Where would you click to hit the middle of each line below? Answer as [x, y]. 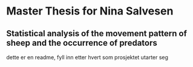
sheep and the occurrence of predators [82, 43]
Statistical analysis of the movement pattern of [97, 33]
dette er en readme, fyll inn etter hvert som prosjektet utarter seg [87, 57]
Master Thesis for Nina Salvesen [90, 11]
